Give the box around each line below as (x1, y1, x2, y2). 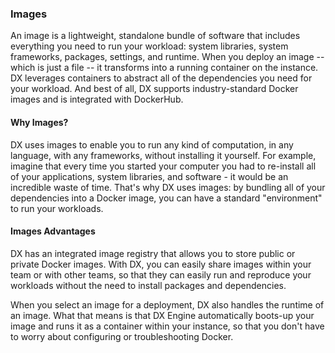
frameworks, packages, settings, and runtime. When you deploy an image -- (10, 51, 325, 63)
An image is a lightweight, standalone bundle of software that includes (10, 30, 301, 42)
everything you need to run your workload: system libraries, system (10, 40, 289, 52)
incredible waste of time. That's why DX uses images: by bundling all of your (10, 181, 326, 193)
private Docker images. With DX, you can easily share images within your (10, 258, 312, 270)
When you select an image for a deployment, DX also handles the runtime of (10, 298, 325, 311)
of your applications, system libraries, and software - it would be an (10, 170, 289, 182)
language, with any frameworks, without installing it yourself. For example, (10, 149, 317, 161)
